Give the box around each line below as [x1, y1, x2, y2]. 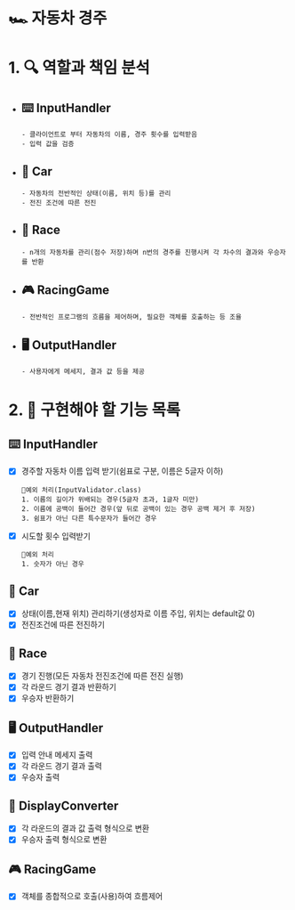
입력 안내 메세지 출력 [20, 750, 93, 760]
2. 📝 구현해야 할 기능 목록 [8, 400, 181, 419]
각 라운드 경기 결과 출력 [20, 760, 103, 771]
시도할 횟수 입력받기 [20, 531, 91, 541]
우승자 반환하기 [20, 693, 75, 703]
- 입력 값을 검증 [20, 140, 75, 149]
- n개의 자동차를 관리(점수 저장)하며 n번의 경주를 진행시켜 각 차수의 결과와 [20, 248, 264, 256]
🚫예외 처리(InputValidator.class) [20, 485, 142, 494]
